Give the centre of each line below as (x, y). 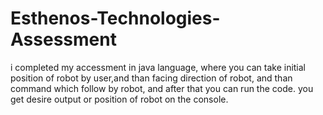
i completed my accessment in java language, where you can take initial (158, 67)
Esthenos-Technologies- (115, 18)
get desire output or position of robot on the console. (119, 99)
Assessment (63, 39)
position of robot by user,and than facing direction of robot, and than (151, 78)
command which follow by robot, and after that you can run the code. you (162, 88)
